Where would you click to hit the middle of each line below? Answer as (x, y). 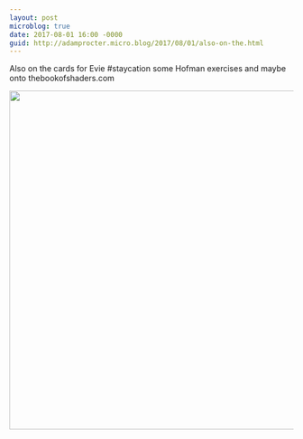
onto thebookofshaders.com (62, 79)
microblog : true (40, 26)
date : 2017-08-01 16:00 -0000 (66, 34)
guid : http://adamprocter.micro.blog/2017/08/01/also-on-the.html (137, 43)
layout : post (34, 18)
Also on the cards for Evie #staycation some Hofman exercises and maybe (148, 69)
